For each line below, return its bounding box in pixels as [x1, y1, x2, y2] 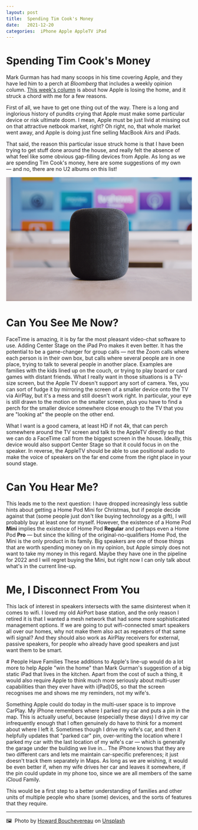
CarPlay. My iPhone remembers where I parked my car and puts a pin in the [6, 707, 190, 714]
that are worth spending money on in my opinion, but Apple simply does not [6, 544, 190, 551]
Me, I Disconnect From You [6, 584, 140, 597]
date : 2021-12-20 [6, 22, 54, 28]
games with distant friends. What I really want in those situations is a [6, 373, 173, 380]
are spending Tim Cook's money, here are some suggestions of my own [6, 159, 181, 166]
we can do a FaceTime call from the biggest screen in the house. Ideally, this [6, 434, 192, 442]
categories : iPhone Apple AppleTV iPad [6, 28, 107, 34]
